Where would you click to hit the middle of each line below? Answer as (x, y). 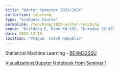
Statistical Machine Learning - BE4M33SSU (51, 53)
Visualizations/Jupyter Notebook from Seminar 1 (56, 63)
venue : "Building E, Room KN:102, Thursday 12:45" (60, 29)
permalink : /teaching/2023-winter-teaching (52, 24)
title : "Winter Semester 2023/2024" (44, 10)
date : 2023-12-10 (24, 34)
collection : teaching (28, 15)
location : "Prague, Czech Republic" (44, 39)
